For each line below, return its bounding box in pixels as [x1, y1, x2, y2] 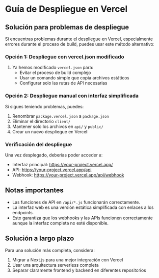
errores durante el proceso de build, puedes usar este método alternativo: [5, 41, 155, 47]
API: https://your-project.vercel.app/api [12, 167, 92, 173]
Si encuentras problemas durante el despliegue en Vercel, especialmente [5, 36, 153, 42]
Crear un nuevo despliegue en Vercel [12, 128, 87, 134]
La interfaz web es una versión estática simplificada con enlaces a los [12, 204, 154, 210]
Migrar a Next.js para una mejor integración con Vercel [12, 256, 123, 263]
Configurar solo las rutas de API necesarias [19, 80, 107, 86]
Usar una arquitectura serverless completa [12, 262, 99, 268]
